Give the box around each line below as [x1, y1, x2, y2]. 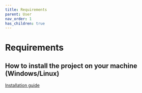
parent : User [5, 12, 32, 17]
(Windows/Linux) [5, 69, 59, 78]
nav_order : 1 [5, 16, 32, 21]
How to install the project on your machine [5, 62, 138, 70]
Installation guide [5, 82, 40, 89]
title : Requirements [5, 7, 48, 12]
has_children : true [5, 21, 45, 26]
